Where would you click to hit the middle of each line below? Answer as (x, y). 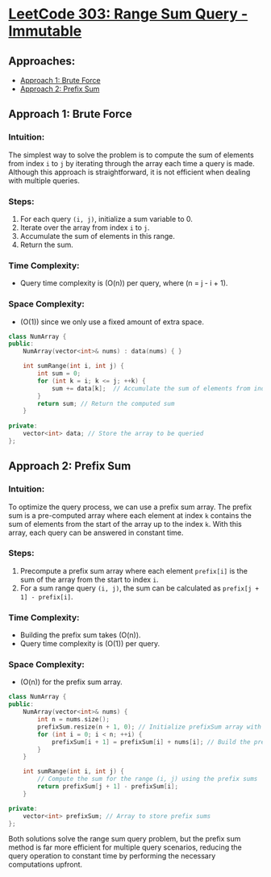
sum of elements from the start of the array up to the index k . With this (125, 524)
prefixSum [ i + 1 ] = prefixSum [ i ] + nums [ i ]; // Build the (151, 742)
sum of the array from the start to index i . (89, 579)
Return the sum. (47, 244)
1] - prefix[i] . (47, 596)
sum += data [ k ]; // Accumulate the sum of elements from (151, 388)
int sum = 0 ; (59, 374)
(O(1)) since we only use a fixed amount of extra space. (112, 322)
